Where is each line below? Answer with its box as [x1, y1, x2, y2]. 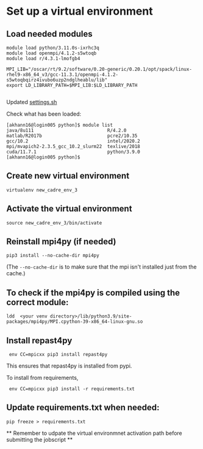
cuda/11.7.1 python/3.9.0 [6, 149, 140, 155]
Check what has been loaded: [6, 110, 82, 117]
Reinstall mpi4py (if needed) [6, 237, 116, 247]
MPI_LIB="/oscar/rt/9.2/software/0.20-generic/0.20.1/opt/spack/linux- [6, 66, 192, 72]
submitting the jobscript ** [6, 436, 73, 443]
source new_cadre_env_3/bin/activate [6, 220, 102, 226]
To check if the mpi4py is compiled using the [6, 288, 180, 298]
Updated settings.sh [6, 98, 57, 105]
